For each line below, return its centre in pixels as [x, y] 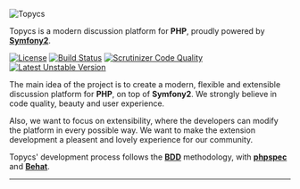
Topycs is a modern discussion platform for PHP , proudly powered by [137, 31]
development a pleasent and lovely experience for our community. [131, 140]
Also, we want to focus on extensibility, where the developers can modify [144, 121]
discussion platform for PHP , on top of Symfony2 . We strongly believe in [143, 94]
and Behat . [30, 166]
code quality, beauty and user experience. [87, 103]
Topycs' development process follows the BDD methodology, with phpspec [148, 157]
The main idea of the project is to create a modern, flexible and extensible [145, 84]
